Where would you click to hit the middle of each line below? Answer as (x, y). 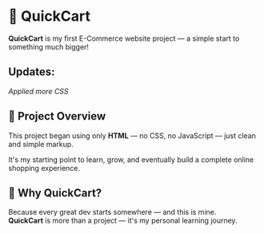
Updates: (32, 72)
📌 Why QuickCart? (55, 193)
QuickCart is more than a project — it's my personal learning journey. (123, 221)
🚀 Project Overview (57, 116)
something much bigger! (49, 46)
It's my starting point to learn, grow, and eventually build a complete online (131, 160)
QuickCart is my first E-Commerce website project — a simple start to (124, 38)
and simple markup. (41, 144)
